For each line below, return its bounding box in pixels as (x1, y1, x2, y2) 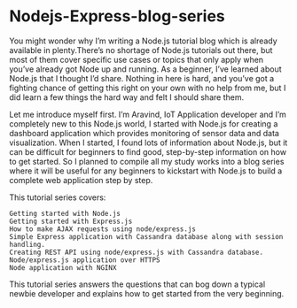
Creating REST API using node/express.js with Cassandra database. (9, 248, 264, 257)
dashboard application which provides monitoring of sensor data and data (9, 127, 279, 138)
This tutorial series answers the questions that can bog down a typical (9, 279, 266, 289)
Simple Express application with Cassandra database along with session (9, 232, 284, 241)
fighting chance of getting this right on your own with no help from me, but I (9, 82, 286, 93)
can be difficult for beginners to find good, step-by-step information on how (9, 146, 286, 157)
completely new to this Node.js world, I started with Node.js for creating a (9, 118, 278, 129)
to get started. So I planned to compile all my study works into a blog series (9, 156, 285, 166)
